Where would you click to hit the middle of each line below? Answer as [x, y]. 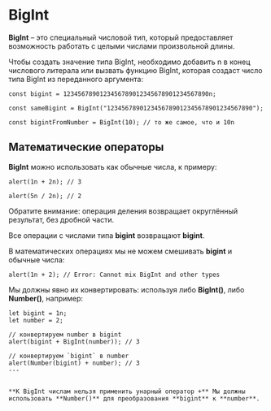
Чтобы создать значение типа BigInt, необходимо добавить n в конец [129, 62]
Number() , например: [46, 298]
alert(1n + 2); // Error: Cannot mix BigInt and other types [114, 275]
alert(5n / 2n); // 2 [45, 196]
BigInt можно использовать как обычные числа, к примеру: [113, 167]
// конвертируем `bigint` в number [69, 356]
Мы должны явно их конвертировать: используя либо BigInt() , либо [127, 289]
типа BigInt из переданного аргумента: [76, 79]
